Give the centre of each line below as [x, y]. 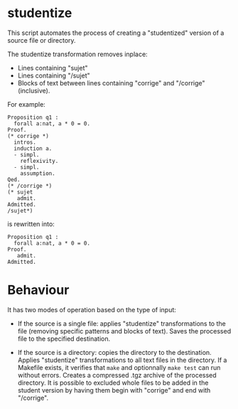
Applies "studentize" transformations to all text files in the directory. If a [122, 360]
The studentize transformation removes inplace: [77, 54]
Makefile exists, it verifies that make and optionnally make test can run [119, 367]
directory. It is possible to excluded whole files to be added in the [113, 383]
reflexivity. [39, 161]
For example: [27, 104]
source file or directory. [42, 40]
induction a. [33, 148]
